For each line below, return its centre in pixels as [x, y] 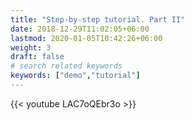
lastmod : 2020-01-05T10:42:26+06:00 [86, 38]
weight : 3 [31, 47]
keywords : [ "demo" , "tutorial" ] [75, 76]
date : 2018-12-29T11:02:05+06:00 [80, 29]
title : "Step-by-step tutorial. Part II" [98, 19]
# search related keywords [66, 66]
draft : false [37, 57]
